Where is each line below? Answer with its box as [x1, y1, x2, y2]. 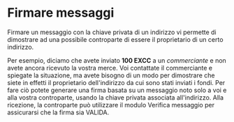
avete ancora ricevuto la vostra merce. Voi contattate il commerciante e [7, 63, 213, 72]
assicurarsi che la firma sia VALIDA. [7, 108, 110, 116]
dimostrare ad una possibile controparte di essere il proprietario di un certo [7, 35, 224, 43]
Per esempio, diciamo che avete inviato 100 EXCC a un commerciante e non [7, 56, 227, 64]
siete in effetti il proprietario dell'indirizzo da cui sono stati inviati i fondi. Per [7, 78, 226, 86]
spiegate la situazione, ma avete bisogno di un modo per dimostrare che [7, 71, 215, 79]
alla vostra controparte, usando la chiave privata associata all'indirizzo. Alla [7, 93, 224, 102]
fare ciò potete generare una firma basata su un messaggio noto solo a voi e [7, 86, 227, 94]
